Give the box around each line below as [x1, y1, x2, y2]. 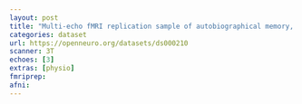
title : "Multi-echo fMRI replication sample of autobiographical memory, [9, 22, 295, 31]
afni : [9, 80, 30, 90]
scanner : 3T [9, 47, 54, 56]
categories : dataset [9, 30, 88, 39]
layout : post [9, 13, 59, 23]
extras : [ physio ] [9, 64, 75, 73]
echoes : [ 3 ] [9, 55, 54, 64]
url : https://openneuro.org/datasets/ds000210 [9, 38, 189, 48]
